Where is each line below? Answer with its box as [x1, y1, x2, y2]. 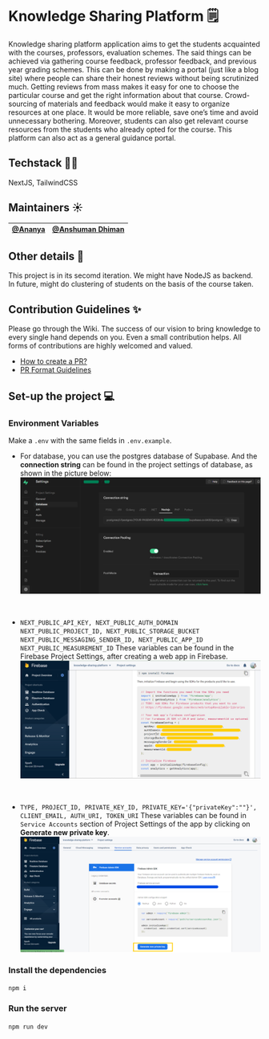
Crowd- [224, 90, 251, 100]
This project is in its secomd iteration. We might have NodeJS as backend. [8, 271, 254, 280]
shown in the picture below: [19, 468, 112, 478]
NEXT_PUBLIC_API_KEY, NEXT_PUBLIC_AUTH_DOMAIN [19, 618, 179, 627]
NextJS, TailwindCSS [8, 177, 78, 187]
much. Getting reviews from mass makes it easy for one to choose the [8, 82, 240, 92]
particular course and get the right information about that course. [8, 90, 223, 100]
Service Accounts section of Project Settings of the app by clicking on [19, 819, 251, 829]
